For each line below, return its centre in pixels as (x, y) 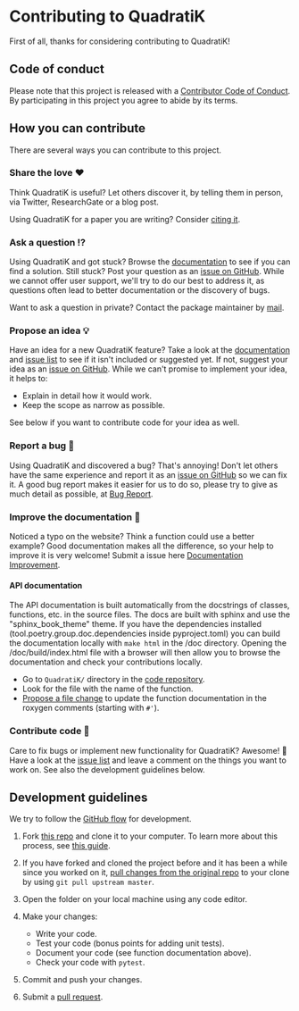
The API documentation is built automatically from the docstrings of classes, (149, 606)
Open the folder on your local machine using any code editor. (135, 899)
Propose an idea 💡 (50, 330)
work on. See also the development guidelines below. (107, 769)
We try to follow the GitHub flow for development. (100, 819)
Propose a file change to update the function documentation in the (145, 698)
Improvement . (35, 565)
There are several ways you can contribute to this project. (115, 150)
